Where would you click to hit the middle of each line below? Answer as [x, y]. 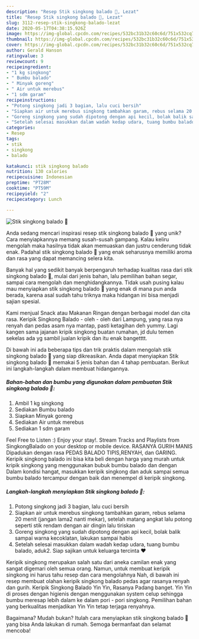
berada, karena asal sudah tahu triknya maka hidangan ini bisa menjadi [93, 295]
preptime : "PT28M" [29, 183]
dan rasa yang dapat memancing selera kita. [60, 258]
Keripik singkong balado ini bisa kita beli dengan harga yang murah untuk [96, 459]
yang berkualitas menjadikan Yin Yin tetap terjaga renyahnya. [81, 606]
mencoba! [18, 631]
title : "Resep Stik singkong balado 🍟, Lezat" [65, 17]
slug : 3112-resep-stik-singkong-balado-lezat [63, 23]
